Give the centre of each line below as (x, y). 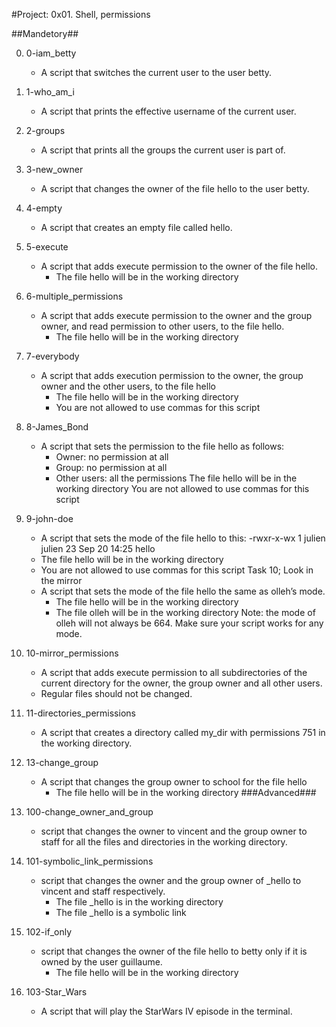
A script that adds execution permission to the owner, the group (172, 375)
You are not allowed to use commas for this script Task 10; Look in (177, 570)
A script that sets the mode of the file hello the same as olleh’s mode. (183, 591)
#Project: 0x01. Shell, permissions (81, 14)
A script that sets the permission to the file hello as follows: (162, 446)
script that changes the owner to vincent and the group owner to (174, 831)
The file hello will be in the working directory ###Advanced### (186, 792)
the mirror (61, 580)
